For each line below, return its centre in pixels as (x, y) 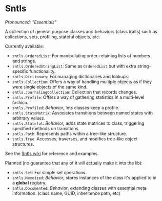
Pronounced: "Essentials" (31, 22)
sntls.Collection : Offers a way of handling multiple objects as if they (82, 82)
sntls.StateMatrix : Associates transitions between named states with (82, 112)
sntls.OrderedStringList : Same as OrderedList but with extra (74, 66)
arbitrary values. (29, 118)
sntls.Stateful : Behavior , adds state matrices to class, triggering (78, 123)
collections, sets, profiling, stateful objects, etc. (53, 37)
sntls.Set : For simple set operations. (49, 172)
